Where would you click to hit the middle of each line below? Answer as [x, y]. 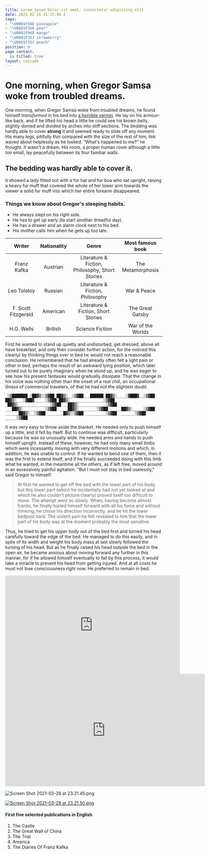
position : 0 [17, 47]
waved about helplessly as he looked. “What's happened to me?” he [75, 142]
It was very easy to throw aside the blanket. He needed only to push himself [83, 427]
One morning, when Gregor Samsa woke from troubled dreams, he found [80, 110]
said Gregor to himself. [29, 475]
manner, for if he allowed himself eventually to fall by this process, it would [82, 558]
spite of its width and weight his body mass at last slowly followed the [77, 542]
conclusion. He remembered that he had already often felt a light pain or [79, 360]
